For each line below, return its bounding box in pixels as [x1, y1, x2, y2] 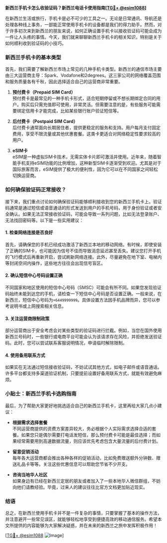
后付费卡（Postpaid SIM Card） [12, 118, 78, 124]
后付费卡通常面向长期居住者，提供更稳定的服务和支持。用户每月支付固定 [12, 124, 161, 131]
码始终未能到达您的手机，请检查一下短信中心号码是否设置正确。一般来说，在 [5, 291, 162, 297]
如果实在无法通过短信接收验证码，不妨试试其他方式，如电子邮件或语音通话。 [5, 364, 162, 370]
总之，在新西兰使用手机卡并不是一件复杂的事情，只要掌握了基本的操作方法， [5, 510, 162, 516]
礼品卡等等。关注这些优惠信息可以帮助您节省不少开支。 [16, 461, 130, 467]
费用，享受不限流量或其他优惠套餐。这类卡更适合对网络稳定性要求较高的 [12, 131, 161, 137]
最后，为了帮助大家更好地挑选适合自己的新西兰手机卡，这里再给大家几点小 [5, 403, 158, 409]
